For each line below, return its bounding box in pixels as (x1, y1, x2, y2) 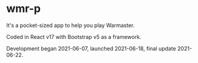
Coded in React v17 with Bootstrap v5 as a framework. (6, 33, 142, 40)
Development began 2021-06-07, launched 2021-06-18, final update (6, 44, 177, 52)
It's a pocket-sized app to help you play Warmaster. (6, 22, 135, 29)
